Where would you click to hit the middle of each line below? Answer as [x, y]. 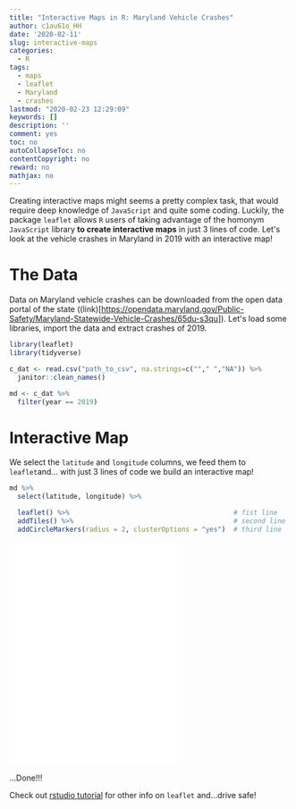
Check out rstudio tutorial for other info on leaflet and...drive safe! [133, 795]
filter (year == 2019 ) [58, 402]
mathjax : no [31, 175]
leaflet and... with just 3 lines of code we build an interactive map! [132, 472]
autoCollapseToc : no [48, 150]
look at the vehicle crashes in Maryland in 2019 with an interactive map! [141, 239]
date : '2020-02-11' [46, 34]
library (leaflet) [42, 345]
